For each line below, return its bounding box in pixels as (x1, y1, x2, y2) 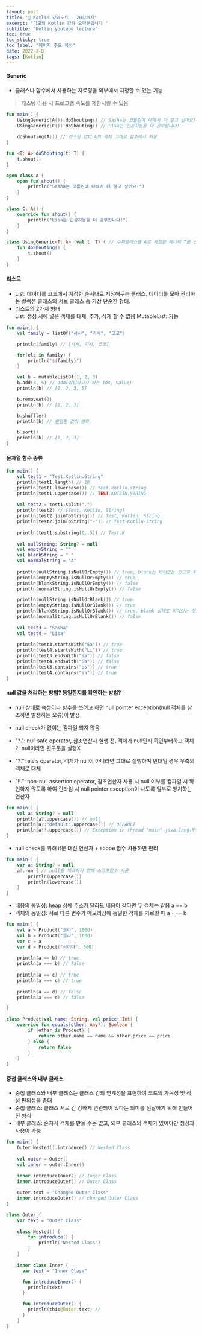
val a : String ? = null (17, 810, 74, 817)
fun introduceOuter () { (22, 1301, 82, 1307)
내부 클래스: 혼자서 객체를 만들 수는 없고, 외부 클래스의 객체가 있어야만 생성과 (14, 1120, 195, 1127)
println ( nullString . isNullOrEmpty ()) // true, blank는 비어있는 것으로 (17, 569, 191, 575)
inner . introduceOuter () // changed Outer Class (17, 1196, 138, 1202)
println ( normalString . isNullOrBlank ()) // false (17, 614, 141, 620)
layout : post (6, 8, 39, 15)
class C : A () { (6, 206, 44, 212)
